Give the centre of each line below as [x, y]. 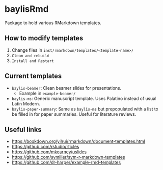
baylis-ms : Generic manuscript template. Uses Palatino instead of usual [84, 98]
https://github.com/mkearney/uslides [49, 152]
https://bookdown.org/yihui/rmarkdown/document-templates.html [78, 141]
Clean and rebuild [30, 56]
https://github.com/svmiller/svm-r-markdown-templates [68, 157]
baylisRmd [27, 9]
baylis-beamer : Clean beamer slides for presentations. [66, 88]
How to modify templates [44, 38]
